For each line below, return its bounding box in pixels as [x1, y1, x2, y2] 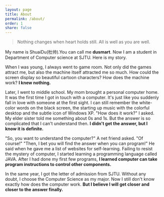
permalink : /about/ [5, 16, 45, 21]
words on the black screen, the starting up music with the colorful [16, 105, 150, 111]
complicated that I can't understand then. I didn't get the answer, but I [5, 121, 148, 127]
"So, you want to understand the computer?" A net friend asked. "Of [5, 136, 143, 141]
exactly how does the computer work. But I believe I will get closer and [5, 181, 150, 187]
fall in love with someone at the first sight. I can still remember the [5, 100, 138, 106]
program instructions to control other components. [5, 162, 111, 168]
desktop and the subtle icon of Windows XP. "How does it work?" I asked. [5, 110, 155, 116]
